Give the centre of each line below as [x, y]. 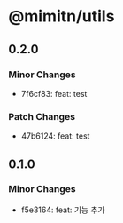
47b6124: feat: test [55, 136]
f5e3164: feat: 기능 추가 [63, 210]
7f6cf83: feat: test [54, 93]
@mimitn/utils [61, 16]
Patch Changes [42, 116]
